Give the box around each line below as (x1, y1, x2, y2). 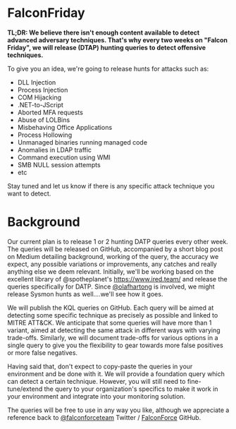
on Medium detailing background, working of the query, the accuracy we (7, 252, 219, 260)
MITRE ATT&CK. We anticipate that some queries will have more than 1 (7, 318, 212, 327)
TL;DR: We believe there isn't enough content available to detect (7, 28, 200, 37)
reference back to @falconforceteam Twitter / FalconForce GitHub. (7, 413, 201, 421)
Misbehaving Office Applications (17, 123, 113, 131)
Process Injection (17, 85, 68, 94)
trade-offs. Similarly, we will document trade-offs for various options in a (7, 333, 218, 342)
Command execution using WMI (17, 153, 111, 162)
